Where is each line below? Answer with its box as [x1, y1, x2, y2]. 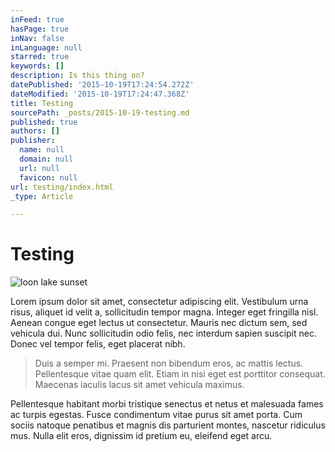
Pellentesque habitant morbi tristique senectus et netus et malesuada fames [10, 398, 324, 410]
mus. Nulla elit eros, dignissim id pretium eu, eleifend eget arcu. [10, 430, 273, 442]
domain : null [19, 154, 74, 164]
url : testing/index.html [10, 182, 114, 192]
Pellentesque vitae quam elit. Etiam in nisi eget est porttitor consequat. [34, 368, 326, 380]
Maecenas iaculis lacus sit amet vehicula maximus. [34, 379, 245, 391]
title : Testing [10, 98, 74, 108]
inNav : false [10, 33, 65, 43]
